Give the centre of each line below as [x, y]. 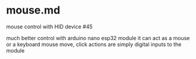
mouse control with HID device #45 [50, 27]
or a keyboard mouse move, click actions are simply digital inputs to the [94, 44]
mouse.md [33, 10]
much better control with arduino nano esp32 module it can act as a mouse [98, 38]
